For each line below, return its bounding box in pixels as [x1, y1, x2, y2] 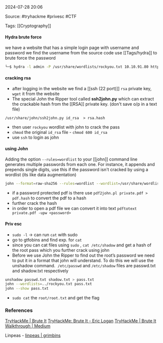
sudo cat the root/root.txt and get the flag [12, 295, 99, 301]
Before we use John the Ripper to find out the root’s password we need [12, 252, 155, 258]
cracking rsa [5, 75, 31, 81]
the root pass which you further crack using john [12, 247, 110, 253]
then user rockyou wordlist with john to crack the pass [12, 124, 120, 130]
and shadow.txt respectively [12, 268, 69, 274]
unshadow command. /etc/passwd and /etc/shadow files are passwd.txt [12, 262, 156, 268]
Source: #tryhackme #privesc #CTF [5, 14, 77, 19]
